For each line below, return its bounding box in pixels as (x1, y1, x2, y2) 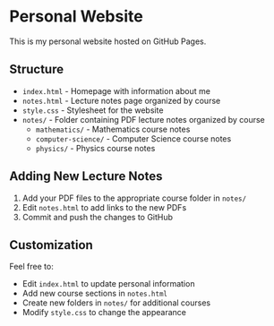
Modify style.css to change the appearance (21, 307, 186, 318)
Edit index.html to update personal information (21, 279, 195, 289)
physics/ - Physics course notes (35, 142, 156, 153)
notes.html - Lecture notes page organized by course (21, 95, 221, 106)
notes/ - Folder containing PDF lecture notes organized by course (21, 114, 266, 124)
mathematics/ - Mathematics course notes (35, 124, 191, 134)
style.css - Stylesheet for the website (21, 105, 164, 116)
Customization (9, 237, 94, 253)
